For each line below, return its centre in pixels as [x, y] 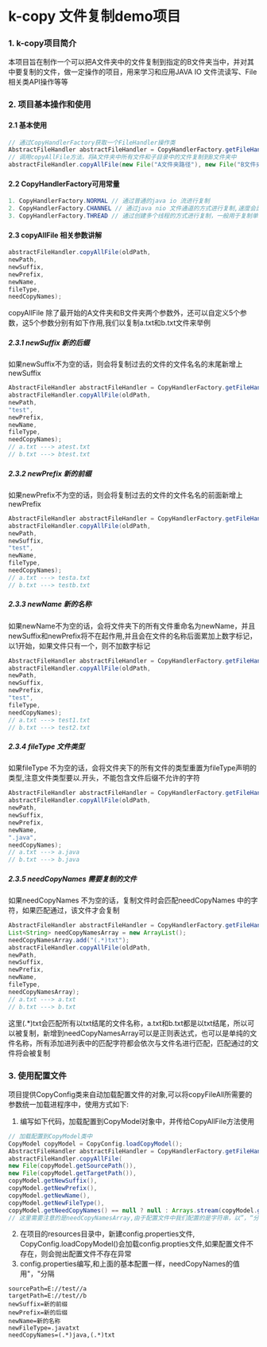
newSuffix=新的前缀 [38, 1304]
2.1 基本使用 [28, 125]
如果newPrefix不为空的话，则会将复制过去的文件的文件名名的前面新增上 [126, 495]
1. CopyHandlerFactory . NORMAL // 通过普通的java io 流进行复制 [109, 201]
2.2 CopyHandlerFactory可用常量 [64, 183]
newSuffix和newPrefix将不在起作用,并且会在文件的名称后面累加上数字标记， [132, 636]
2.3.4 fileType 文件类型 [46, 746]
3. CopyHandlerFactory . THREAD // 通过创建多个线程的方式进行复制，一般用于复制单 [133, 216]
